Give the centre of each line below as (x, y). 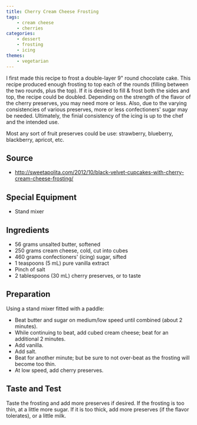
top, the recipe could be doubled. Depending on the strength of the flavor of (98, 97)
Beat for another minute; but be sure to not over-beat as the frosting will (102, 358)
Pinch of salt (30, 269)
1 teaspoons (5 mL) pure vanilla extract (62, 263)
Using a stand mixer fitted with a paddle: (55, 309)
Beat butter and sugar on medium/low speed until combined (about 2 (98, 320)
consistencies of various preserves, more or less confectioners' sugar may (97, 109)
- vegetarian (33, 61)
